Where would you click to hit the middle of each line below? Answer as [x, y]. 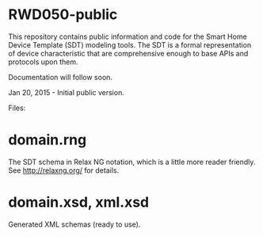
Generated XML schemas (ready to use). [74, 224]
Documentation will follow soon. [61, 77]
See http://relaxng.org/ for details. [64, 170]
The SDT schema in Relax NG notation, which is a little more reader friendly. [132, 162]
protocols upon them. [43, 62]
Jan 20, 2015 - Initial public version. [66, 92]
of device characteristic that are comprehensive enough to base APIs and [128, 53]
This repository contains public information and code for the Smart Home [128, 36]
